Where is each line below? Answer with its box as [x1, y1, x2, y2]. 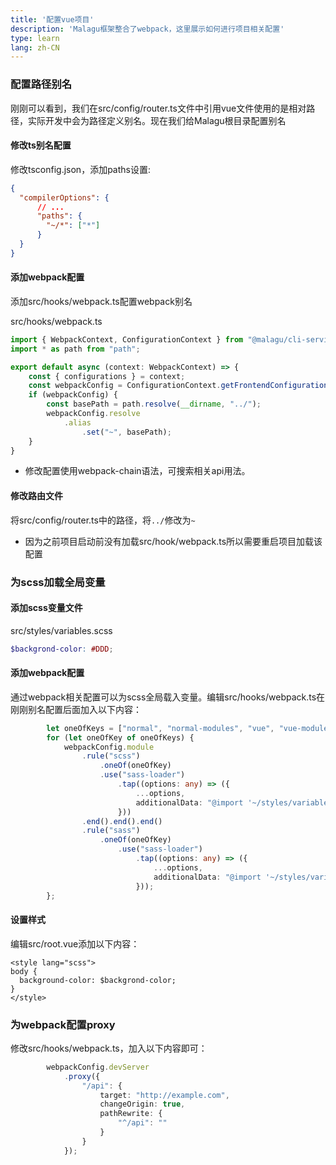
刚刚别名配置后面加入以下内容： [10, 703, 142, 715]
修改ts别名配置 [10, 139, 72, 151]
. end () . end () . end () [81, 816, 163, 826]
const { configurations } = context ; [28, 371, 186, 381]
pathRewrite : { [99, 1109, 163, 1119]
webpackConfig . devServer [46, 1062, 150, 1072]
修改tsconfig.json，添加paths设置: [10, 163, 151, 175]
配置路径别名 [10, 77, 73, 91]
